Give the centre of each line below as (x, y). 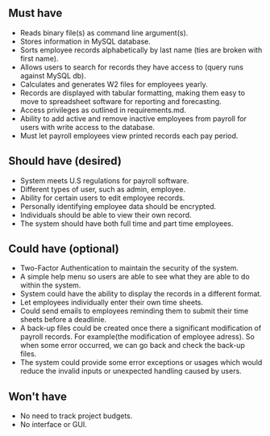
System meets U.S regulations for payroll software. (104, 180)
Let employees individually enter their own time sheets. (112, 303)
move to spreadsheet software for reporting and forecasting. (120, 101)
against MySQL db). (53, 75)
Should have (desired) (65, 161)
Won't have (37, 396)
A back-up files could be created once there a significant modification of (141, 328)
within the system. (50, 285)
